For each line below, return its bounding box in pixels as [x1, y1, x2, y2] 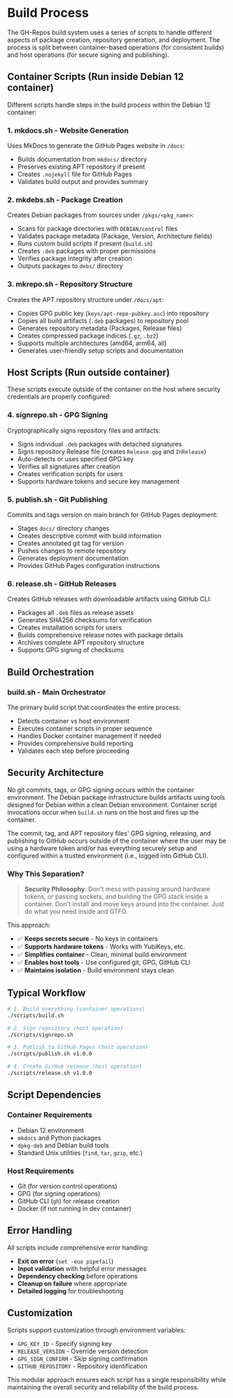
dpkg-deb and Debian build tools [17, 1141, 110, 1149]
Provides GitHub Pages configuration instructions [17, 562, 160, 570]
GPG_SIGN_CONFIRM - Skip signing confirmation [17, 1354, 148, 1363]
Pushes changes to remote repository [17, 546, 126, 555]
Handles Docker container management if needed [17, 732, 162, 740]
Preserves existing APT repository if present [17, 163, 146, 171]
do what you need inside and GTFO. [24, 907, 128, 916]
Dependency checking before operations [17, 1272, 139, 1280]
